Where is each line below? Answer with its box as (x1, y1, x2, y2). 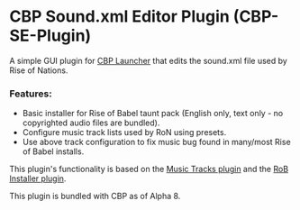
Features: (9, 87, 52, 100)
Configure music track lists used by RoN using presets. (22, 127, 227, 138)
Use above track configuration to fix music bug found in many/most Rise (22, 137, 291, 148)
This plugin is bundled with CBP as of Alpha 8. (9, 191, 181, 202)
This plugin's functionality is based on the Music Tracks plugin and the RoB (9, 164, 289, 175)
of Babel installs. (22, 146, 85, 157)
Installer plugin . (9, 173, 67, 184)
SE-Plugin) (9, 25, 92, 46)
